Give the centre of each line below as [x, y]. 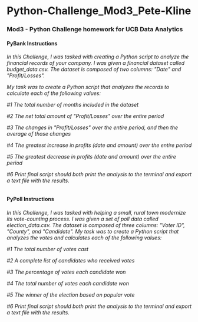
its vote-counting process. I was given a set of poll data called [82, 219]
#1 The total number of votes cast [48, 249]
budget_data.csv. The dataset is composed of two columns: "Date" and [94, 70]
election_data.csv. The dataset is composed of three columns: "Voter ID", [96, 225]
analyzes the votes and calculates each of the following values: [84, 238]
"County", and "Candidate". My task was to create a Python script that [93, 231]
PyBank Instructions [32, 43]
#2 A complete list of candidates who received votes [71, 260]
